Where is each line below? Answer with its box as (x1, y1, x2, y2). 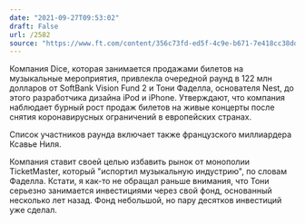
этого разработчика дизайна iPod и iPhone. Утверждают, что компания (9, 93, 286, 103)
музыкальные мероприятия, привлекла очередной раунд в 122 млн (9, 73, 272, 84)
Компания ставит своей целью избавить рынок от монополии (9, 156, 250, 168)
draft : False (9, 22, 59, 31)
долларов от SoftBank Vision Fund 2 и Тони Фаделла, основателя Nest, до (9, 83, 295, 93)
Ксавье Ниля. (9, 139, 62, 150)
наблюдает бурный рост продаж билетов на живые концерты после (9, 102, 275, 113)
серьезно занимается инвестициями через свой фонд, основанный (9, 185, 272, 196)
